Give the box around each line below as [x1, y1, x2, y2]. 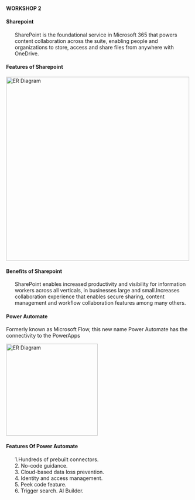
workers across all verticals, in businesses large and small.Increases [14, 287, 180, 294]
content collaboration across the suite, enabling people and [14, 37, 158, 44]
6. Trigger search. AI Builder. [14, 487, 84, 494]
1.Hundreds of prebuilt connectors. [14, 456, 99, 463]
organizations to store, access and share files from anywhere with [14, 44, 174, 51]
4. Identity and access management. [14, 474, 103, 482]
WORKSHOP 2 [6, 5, 42, 12]
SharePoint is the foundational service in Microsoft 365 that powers [14, 31, 177, 38]
